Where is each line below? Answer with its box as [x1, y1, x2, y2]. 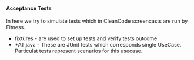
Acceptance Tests [6, 5, 52, 12]
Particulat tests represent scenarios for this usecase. [14, 47, 143, 55]
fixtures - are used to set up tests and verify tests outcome [14, 35, 158, 42]
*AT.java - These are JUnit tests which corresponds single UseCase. [14, 41, 182, 48]
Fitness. [6, 24, 25, 31]
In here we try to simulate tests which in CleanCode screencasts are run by [6, 17, 188, 24]
